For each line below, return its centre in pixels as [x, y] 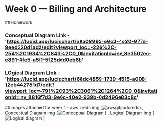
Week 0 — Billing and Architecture [76, 9]
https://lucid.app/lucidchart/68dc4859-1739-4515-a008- [77, 79]
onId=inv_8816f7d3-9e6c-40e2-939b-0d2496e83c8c [71, 97]
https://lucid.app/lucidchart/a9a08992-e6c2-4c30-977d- [77, 41]
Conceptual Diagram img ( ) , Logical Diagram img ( [80, 113]
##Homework [19, 22]
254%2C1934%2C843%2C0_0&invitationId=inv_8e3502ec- [78, 53]
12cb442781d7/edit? [30, 85]
